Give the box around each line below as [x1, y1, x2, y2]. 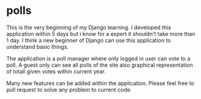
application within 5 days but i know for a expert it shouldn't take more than [6, 30, 196, 37]
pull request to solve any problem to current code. [6, 86, 132, 93]
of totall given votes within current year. [6, 67, 106, 75]
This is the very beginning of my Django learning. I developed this [6, 24, 172, 31]
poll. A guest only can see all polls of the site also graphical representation [6, 61, 193, 69]
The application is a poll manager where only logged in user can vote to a [6, 55, 191, 62]
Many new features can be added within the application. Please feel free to [6, 80, 195, 87]
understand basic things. [6, 43, 69, 50]
